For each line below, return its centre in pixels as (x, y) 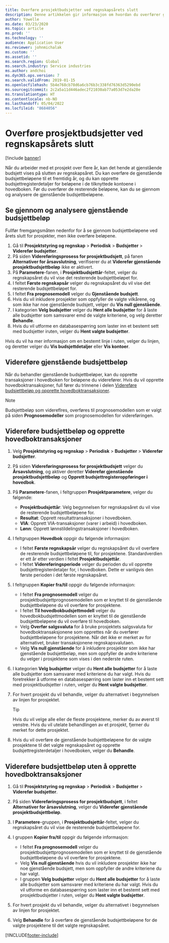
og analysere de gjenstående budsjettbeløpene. (55, 194)
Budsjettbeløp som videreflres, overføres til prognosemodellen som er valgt (83, 410)
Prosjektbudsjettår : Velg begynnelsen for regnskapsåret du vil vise (90, 507)
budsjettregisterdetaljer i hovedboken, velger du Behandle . (73, 751)
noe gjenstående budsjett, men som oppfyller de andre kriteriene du (91, 868)
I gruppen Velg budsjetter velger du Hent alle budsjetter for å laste (90, 879)
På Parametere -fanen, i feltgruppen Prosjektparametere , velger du (82, 492)
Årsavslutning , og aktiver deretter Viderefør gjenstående (73, 471)
